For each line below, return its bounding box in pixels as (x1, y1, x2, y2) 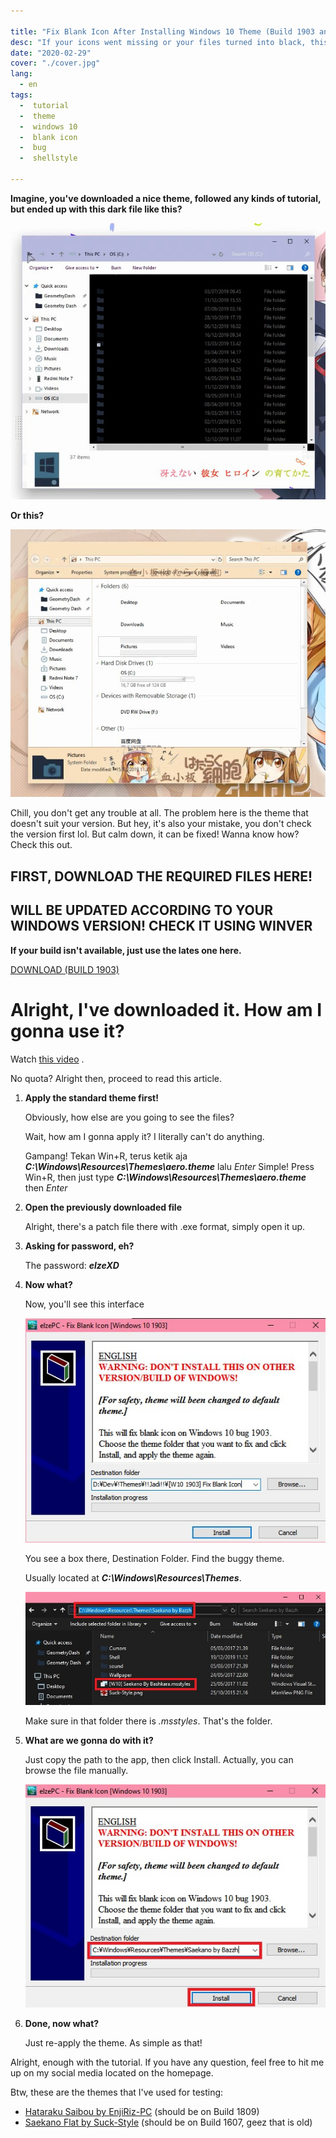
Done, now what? (24, 2018, 100, 2030)
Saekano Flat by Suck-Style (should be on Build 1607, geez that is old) (24, 2116, 313, 2129)
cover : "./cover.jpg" (10, 58, 101, 69)
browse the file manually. (24, 1765, 129, 1777)
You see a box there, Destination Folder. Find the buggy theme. (24, 1552, 285, 1564)
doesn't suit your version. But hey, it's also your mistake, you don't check (10, 818, 312, 830)
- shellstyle (19, 153, 78, 164)
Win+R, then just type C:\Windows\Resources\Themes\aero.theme (24, 1171, 307, 1183)
